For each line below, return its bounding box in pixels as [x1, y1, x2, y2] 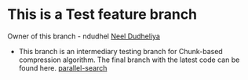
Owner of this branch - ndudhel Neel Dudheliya [7, 31, 160, 41]
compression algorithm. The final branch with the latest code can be [18, 55, 240, 64]
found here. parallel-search [18, 63, 108, 72]
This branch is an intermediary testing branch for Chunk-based [18, 46, 223, 56]
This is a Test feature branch [7, 5, 198, 24]
